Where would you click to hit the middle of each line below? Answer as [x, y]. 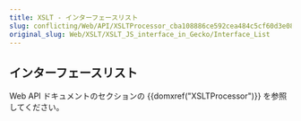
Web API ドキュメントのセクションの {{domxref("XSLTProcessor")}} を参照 [148, 96]
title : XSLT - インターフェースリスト [74, 17]
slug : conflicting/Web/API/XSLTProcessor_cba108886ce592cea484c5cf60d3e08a [154, 26]
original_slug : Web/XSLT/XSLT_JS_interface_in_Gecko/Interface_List [140, 34]
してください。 [37, 108]
